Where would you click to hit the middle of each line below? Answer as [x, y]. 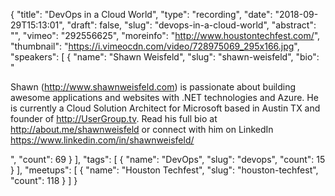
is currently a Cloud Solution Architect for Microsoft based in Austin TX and [165, 108]
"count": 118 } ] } [44, 180]
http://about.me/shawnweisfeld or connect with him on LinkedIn [142, 129]
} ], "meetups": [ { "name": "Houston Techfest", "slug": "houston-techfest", [164, 170]
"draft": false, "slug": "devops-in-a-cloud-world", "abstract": [191, 25]
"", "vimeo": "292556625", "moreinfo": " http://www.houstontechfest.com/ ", [165, 35]
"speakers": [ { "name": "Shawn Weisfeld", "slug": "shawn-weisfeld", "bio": [165, 57]
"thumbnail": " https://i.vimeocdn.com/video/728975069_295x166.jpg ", [155, 46]
